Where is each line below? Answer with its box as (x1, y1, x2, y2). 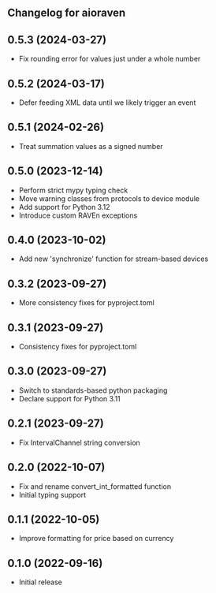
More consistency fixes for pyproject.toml (18, 298, 155, 308)
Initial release (18, 577, 62, 587)
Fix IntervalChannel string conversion (18, 438, 141, 447)
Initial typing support (18, 490, 87, 499)
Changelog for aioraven (7, 6, 126, 20)
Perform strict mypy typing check (18, 185, 128, 195)
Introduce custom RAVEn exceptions (18, 211, 138, 220)
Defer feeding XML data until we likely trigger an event (18, 98, 196, 107)
